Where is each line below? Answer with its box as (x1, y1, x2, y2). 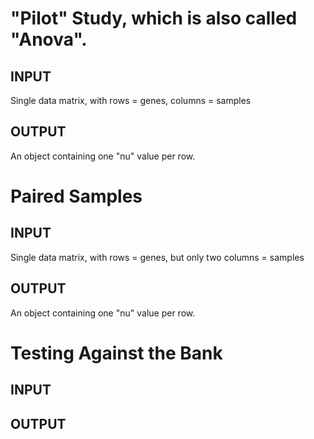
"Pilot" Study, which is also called (10, 7, 298, 30)
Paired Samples (10, 185, 143, 207)
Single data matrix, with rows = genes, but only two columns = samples (10, 251, 305, 263)
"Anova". (10, 28, 88, 51)
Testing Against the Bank (10, 342, 223, 364)
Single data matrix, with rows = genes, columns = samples (10, 95, 252, 106)
